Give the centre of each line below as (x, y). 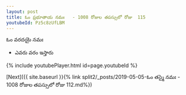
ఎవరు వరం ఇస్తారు (34, 53)
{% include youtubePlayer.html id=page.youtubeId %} (72, 65)
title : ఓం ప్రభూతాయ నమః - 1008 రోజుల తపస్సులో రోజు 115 (76, 17)
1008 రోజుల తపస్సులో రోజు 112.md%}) (49, 85)
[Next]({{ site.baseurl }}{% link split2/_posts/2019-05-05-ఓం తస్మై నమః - (93, 77)
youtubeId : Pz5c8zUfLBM (36, 23)
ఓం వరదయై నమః (25, 40)
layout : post (22, 12)
